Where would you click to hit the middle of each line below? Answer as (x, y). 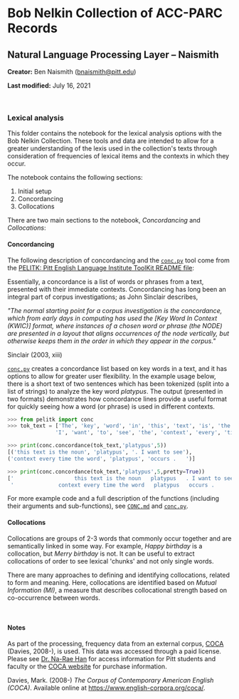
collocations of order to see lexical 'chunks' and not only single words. (111, 561)
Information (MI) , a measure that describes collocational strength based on (117, 590)
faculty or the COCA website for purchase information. (87, 666)
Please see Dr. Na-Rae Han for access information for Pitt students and (112, 658)
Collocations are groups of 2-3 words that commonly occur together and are (119, 538)
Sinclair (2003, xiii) (35, 354)
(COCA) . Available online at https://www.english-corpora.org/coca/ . (106, 688)
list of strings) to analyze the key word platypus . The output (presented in (115, 391)
